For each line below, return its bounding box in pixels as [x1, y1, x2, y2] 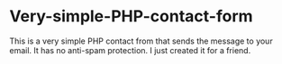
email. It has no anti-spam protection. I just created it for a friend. [9, 44, 251, 55]
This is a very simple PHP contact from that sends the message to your [9, 36, 273, 46]
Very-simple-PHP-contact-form [9, 6, 254, 27]
